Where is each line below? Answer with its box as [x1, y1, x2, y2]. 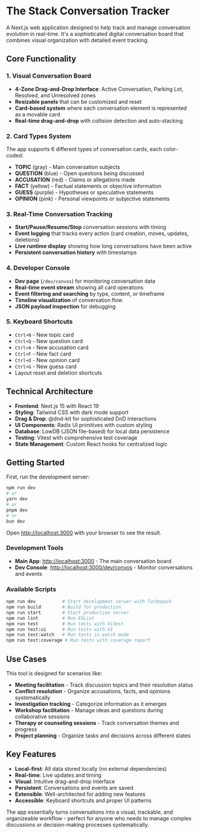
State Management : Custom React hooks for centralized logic [14, 440, 168, 447]
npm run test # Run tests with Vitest [6, 620, 124, 627]
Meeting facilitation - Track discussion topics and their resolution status [14, 681, 194, 688]
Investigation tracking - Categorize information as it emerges [14, 700, 167, 708]
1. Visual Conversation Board [6, 72, 91, 80]
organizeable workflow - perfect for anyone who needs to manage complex [6, 814, 192, 821]
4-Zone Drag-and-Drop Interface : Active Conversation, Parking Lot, [14, 85, 184, 92]
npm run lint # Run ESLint [6, 615, 95, 621]
